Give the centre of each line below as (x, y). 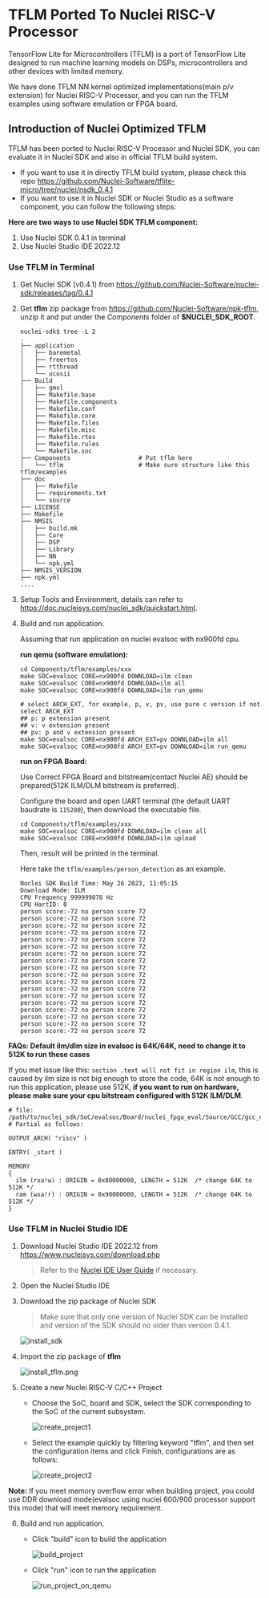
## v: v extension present (65, 726)
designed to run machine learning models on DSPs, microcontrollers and (128, 63)
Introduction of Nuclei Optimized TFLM (107, 129)
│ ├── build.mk (49, 529)
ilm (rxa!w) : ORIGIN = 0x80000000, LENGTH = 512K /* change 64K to (134, 1181)
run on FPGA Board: (53, 762)
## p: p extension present (65, 719)
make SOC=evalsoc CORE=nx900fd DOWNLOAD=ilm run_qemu (111, 691)
